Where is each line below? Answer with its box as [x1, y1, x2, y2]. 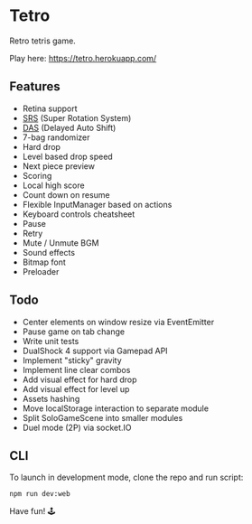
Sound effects [22, 247, 75, 257]
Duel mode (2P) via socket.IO [22, 422, 133, 433]
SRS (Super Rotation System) [22, 112, 132, 123]
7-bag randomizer [22, 132, 90, 143]
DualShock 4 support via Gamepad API [22, 345, 169, 356]
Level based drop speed [22, 151, 113, 162]
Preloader [22, 266, 60, 276]
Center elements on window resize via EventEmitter [22, 316, 215, 327]
